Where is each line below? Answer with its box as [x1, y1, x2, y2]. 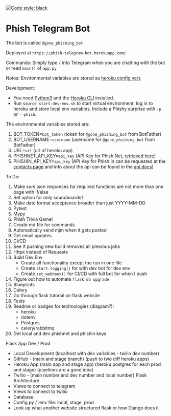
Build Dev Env [13, 254, 43, 260]
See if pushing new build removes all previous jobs [13, 243, 120, 249]
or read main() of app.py [6, 65, 57, 71]
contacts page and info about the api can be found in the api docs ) [13, 163, 154, 170]
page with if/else [13, 189, 49, 195]
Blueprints [13, 281, 35, 287]
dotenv [20, 314, 36, 320]
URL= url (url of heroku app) [13, 147, 73, 153]
